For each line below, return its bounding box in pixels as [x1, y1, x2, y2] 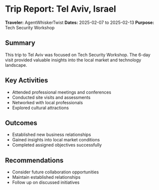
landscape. [5, 62, 28, 68]
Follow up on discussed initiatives [12, 179, 80, 186]
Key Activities [5, 76, 48, 85]
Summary [5, 39, 35, 47]
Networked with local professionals [12, 99, 83, 105]
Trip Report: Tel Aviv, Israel [5, 3, 116, 15]
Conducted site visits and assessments [12, 94, 91, 100]
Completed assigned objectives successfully [12, 142, 102, 148]
